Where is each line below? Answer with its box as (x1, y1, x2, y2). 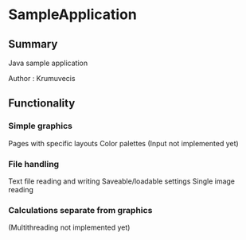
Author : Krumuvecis (8, 74, 76, 83)
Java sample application (8, 58, 88, 68)
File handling (8, 158, 60, 169)
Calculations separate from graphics (8, 204, 153, 215)
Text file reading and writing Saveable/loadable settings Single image (8, 176, 236, 186)
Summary (8, 37, 58, 51)
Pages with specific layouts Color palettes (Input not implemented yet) (8, 138, 239, 148)
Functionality (8, 97, 76, 110)
